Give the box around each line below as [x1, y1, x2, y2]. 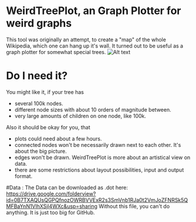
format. [14, 172, 33, 180]
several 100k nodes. [14, 100, 63, 107]
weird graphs [6, 16, 72, 30]
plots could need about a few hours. [14, 135, 102, 142]
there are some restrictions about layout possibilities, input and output [14, 166, 184, 173]
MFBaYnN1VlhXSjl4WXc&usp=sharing [6, 203, 98, 210]
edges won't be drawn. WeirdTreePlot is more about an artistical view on [14, 154, 191, 161]
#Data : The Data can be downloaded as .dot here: [6, 184, 128, 191]
